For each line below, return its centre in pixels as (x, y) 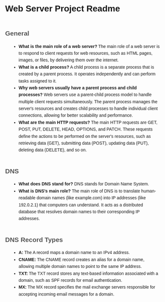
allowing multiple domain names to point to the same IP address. (80, 266)
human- (148, 191)
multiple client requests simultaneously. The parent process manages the (88, 102)
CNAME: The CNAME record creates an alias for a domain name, (82, 259)
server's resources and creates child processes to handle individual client (88, 109)
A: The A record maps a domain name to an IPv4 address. (74, 253)
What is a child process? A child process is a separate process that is (86, 67)
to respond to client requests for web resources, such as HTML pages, (85, 53)
